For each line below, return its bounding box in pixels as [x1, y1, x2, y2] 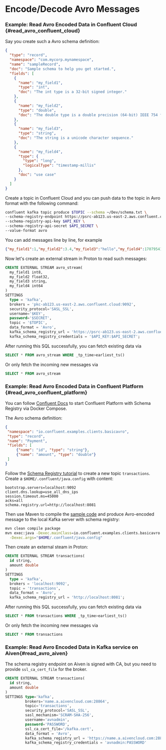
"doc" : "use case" [18, 172, 56, 177]
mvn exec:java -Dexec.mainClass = [5, 530, 74, 535]
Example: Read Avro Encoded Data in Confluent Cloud [5, 21, 137, 28]
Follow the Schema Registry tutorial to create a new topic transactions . [5, 470, 151, 476]
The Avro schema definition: [5, 415, 63, 421]
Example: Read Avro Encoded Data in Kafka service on [5, 644, 138, 651]
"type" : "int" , [18, 85, 50, 90]
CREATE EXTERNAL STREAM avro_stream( [5, 265, 83, 270]
